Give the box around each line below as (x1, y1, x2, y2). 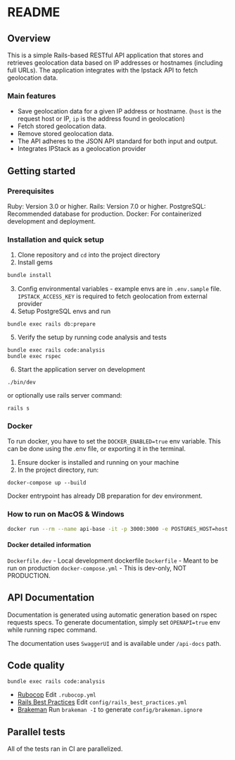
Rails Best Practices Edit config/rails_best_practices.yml (17, 698, 188, 706)
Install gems (17, 258, 53, 266)
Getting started (7, 165, 76, 177)
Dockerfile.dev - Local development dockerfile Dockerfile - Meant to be (7, 556, 219, 565)
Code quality (7, 660, 65, 672)
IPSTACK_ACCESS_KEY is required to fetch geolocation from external (17, 292, 208, 300)
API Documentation (7, 592, 95, 603)
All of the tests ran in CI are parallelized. (7, 744, 123, 753)
